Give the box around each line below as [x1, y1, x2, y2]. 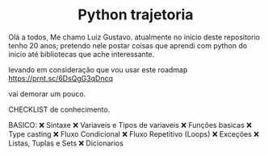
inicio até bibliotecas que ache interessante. [8, 49, 155, 59]
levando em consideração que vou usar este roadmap [8, 64, 188, 74]
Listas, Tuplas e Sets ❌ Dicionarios [8, 138, 124, 148]
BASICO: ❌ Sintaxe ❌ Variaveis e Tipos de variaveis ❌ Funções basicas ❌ [8, 120, 253, 129]
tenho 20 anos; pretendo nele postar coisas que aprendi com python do [8, 40, 248, 50]
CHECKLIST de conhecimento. [8, 105, 111, 114]
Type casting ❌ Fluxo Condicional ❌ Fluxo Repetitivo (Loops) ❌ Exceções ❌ [8, 129, 260, 138]
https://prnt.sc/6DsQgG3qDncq [8, 73, 113, 83]
